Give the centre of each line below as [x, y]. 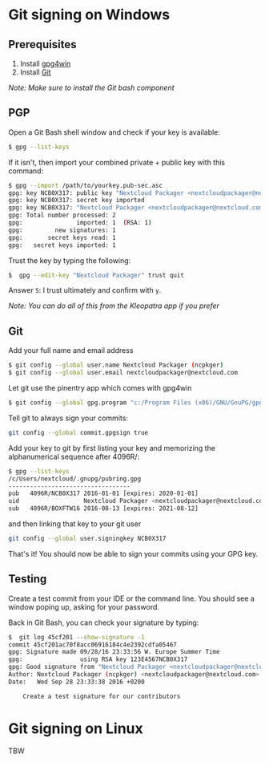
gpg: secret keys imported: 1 [62, 245]
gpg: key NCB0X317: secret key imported [77, 201]
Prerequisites [42, 45]
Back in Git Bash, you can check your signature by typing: [104, 622]
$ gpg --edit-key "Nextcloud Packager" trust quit [96, 275]
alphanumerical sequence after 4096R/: [74, 456]
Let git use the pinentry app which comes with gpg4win [100, 388]
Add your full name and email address [71, 351]
